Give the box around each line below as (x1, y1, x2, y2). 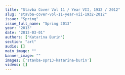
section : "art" (5, 39, 37, 44)
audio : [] (5, 44, 26, 49)
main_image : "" (5, 48, 37, 53)
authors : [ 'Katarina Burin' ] (5, 35, 65, 40)
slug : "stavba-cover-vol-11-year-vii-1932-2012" (5, 12, 107, 17)
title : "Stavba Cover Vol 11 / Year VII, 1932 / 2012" (5, 7, 121, 12)
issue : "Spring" (5, 16, 39, 21)
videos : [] (5, 62, 28, 67)
